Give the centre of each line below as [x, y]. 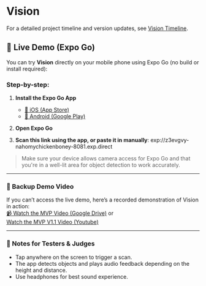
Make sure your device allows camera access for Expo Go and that [106, 159]
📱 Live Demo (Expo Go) [51, 47]
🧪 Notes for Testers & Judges [51, 244]
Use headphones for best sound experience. [72, 276]
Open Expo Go [34, 128]
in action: [18, 206]
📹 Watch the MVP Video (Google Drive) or [60, 213]
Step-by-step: [28, 85]
